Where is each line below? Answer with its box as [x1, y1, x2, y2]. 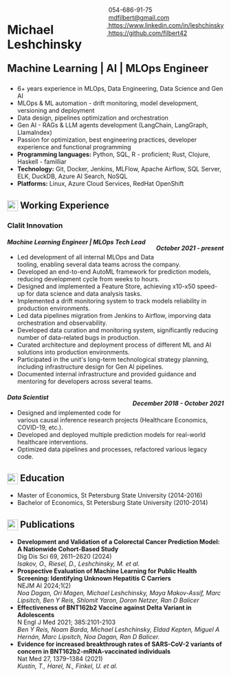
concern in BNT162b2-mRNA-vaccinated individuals [16, 647, 170, 655]
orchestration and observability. [16, 319, 108, 327]
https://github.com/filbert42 [108, 29, 188, 37]
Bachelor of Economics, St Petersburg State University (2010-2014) [16, 499, 208, 507]
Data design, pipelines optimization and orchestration [16, 114, 168, 122]
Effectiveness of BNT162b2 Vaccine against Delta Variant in [16, 603, 192, 612]
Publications [19, 518, 76, 530]
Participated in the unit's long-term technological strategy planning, [16, 356, 209, 364]
